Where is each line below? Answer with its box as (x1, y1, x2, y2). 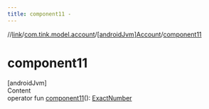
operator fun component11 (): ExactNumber (7, 93, 133, 102)
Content (7, 86, 31, 95)
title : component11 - (7, 10, 72, 18)
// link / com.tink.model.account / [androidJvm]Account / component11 (7, 30, 202, 38)
